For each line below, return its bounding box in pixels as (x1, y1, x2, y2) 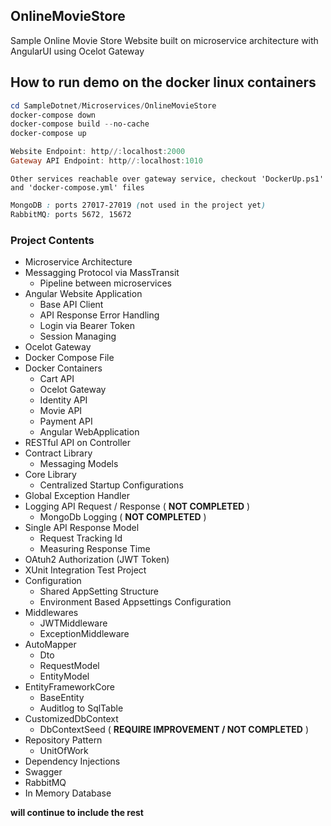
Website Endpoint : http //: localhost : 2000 (10, 147, 186, 157)
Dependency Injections (24, 755, 121, 767)
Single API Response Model (24, 521, 140, 533)
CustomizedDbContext (24, 712, 119, 724)
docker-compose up (10, 129, 87, 139)
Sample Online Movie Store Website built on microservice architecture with (10, 34, 319, 46)
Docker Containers (24, 362, 103, 374)
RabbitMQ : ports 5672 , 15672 (10, 209, 132, 219)
